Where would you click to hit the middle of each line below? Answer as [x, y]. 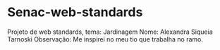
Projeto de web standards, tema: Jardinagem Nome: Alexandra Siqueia [110, 32]
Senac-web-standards [75, 12]
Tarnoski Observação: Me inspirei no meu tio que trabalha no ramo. [105, 39]
